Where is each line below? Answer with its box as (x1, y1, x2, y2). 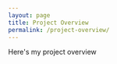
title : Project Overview (8, 19, 89, 27)
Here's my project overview (8, 48, 97, 57)
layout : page (8, 11, 51, 20)
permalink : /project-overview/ (8, 26, 110, 34)
